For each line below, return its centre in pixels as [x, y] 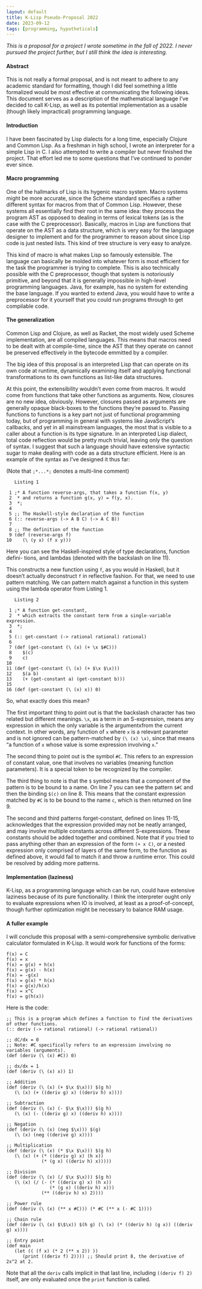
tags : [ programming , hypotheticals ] [52, 29]
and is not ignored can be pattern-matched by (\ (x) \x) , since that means [100, 738]
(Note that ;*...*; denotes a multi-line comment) [68, 471]
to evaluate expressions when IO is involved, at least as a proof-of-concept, [100, 903]
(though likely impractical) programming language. [69, 112]
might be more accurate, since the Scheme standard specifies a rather [94, 198]
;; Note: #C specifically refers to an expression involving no [89, 1045]
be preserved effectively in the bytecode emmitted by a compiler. [87, 353]
